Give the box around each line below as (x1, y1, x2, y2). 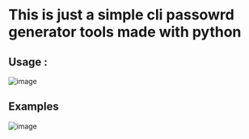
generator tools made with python (8, 23, 242, 41)
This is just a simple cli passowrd (8, 6, 234, 24)
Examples (8, 99, 59, 114)
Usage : (8, 55, 49, 69)
